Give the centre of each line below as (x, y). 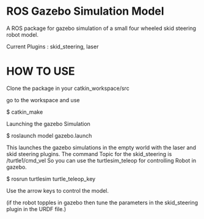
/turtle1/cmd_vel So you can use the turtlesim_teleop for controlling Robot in (101, 160)
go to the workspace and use (43, 100)
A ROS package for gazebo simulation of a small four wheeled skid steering (101, 28)
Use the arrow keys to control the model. (57, 190)
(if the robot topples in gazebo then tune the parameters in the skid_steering (102, 202)
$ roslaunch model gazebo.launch (49, 135)
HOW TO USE (41, 71)
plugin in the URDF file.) (36, 209)
